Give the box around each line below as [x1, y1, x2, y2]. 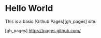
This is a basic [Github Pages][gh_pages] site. [5, 19, 97, 24]
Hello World [5, 3, 53, 14]
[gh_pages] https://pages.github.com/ [5, 28, 81, 33]
